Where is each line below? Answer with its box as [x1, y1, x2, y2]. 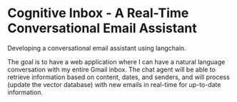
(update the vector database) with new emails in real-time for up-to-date [7, 80, 221, 88]
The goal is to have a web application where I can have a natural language [7, 57, 226, 66]
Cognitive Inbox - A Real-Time [7, 5, 189, 21]
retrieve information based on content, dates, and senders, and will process [7, 73, 230, 81]
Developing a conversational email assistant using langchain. [7, 44, 187, 52]
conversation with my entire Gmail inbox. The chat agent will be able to [7, 65, 216, 73]
